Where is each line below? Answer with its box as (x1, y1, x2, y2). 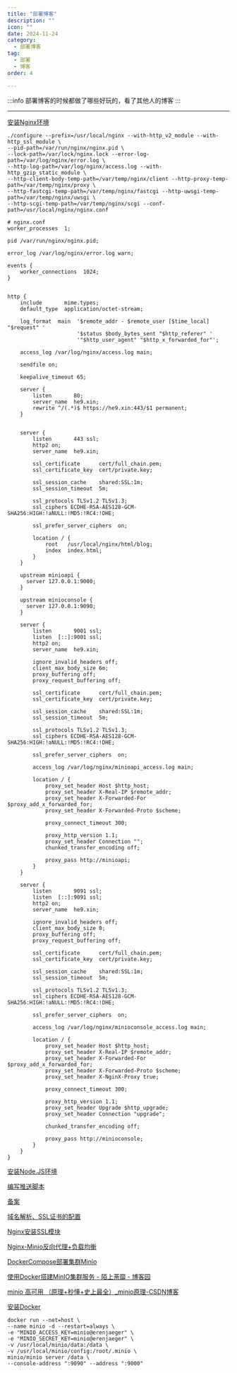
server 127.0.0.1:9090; (25, 602, 97, 609)
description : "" (7, 17, 55, 24)
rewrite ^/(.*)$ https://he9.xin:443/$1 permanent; (32, 404, 188, 411)
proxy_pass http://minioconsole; (44, 1135, 143, 1142)
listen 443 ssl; (32, 435, 99, 442)
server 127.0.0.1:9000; (25, 578, 97, 585)
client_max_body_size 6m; (32, 665, 109, 672)
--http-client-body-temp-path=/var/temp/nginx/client (7, 175, 169, 183)
